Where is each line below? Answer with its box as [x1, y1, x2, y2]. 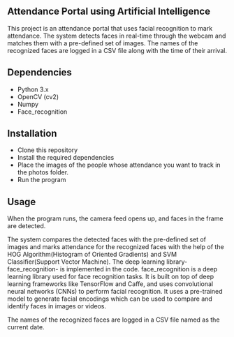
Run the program [17, 176, 66, 184]
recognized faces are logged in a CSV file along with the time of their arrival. [7, 46, 227, 54]
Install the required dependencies [17, 153, 115, 162]
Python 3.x [17, 85, 49, 93]
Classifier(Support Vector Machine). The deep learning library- [7, 257, 188, 266]
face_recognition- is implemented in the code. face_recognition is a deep [7, 265, 218, 274]
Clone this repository [17, 146, 78, 154]
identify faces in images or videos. [7, 302, 107, 310]
